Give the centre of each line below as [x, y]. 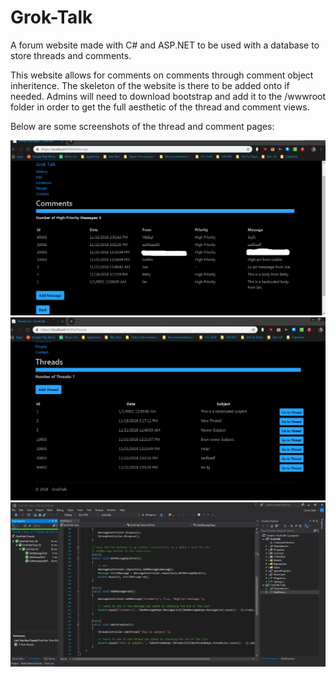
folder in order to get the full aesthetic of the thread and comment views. [160, 107]
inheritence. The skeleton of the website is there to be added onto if [150, 85]
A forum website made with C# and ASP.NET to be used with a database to [165, 45]
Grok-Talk [51, 17]
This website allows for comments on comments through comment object [162, 75]
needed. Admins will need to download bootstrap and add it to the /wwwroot [168, 96]
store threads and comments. [71, 55]
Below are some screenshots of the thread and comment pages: [142, 126]
